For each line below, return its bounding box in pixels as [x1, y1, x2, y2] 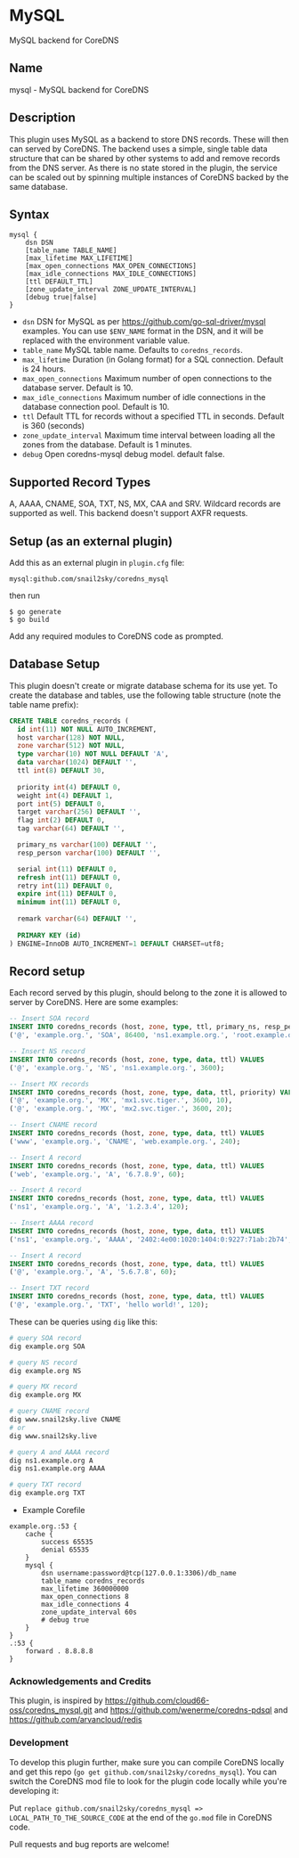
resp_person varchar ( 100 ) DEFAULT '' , [17, 848, 162, 857]
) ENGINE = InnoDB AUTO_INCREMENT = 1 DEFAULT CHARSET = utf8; [9, 939, 225, 948]
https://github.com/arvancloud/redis [9, 1715, 142, 1725]
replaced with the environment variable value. [21, 335, 190, 346]
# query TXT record [9, 1480, 82, 1489]
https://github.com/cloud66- [105, 1695, 210, 1707]
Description [9, 110, 76, 126]
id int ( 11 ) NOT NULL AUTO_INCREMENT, [17, 724, 158, 733]
